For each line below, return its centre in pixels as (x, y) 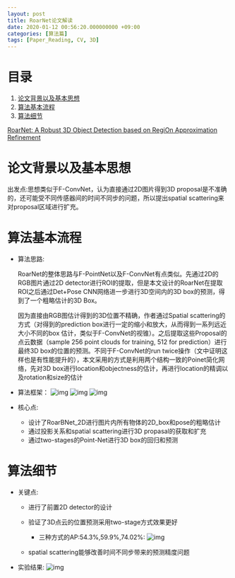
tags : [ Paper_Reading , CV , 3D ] (53, 40)
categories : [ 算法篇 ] (37, 34)
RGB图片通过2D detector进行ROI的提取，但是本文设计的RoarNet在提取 (120, 283)
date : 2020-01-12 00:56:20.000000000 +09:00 (74, 27)
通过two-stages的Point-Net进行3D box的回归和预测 (103, 440)
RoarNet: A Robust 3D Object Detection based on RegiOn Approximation (112, 130)
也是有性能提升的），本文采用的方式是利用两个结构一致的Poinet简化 (121, 359)
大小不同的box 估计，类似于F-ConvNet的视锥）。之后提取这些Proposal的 (122, 333)
